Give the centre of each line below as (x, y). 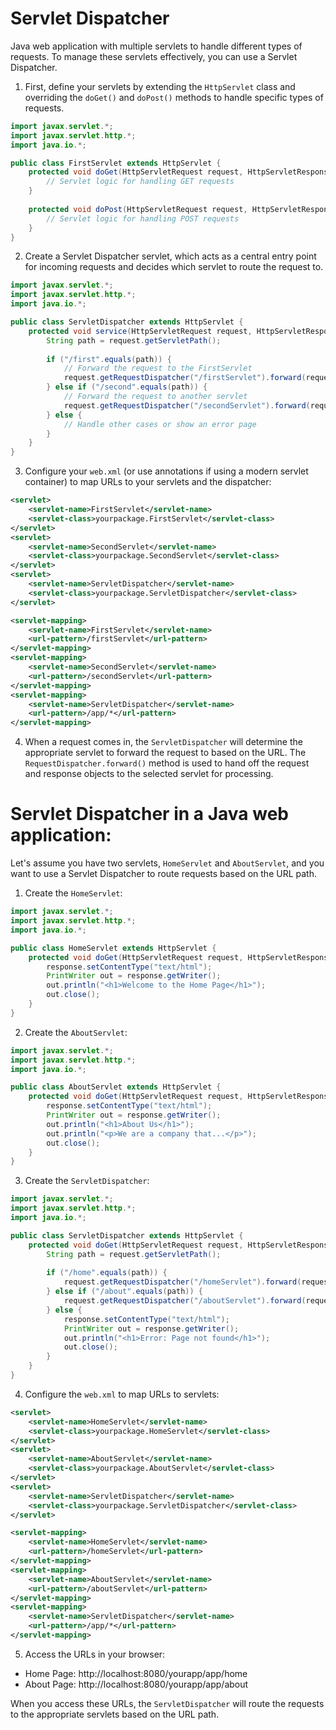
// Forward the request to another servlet (155, 397)
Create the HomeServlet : (73, 893)
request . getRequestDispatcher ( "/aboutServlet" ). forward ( (185, 1301)
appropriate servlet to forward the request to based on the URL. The (165, 753)
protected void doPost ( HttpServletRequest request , (138, 209)
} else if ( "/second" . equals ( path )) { (127, 387)
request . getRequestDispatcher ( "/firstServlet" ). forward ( (185, 378)
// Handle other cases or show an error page (160, 424)
